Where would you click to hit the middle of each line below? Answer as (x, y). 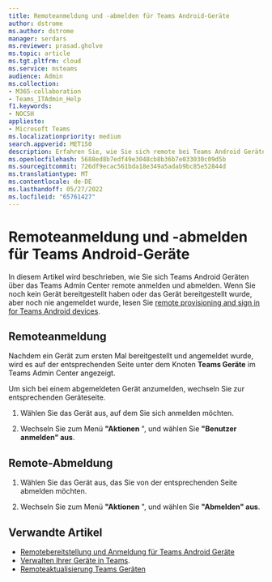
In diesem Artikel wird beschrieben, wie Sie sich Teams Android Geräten (129, 276)
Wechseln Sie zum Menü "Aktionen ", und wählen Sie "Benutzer (128, 429)
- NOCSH (21, 114)
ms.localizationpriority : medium (65, 136)
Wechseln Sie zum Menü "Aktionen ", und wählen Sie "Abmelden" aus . (140, 507)
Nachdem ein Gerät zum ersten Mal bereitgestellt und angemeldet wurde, (131, 356)
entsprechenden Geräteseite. (57, 397)
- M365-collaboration (45, 91)
